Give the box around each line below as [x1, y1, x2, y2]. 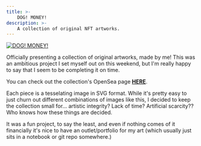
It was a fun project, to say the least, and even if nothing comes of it [6, 121, 176, 128]
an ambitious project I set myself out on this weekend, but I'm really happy [6, 60, 191, 67]
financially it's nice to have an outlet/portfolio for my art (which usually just [6, 127, 192, 134]
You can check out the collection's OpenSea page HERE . [6, 78, 148, 85]
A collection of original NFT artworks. [17, 25, 120, 32]
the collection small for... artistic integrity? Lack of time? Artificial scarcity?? [6, 103, 194, 110]
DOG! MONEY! [17, 14, 47, 20]
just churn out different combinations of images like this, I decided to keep [6, 96, 191, 103]
